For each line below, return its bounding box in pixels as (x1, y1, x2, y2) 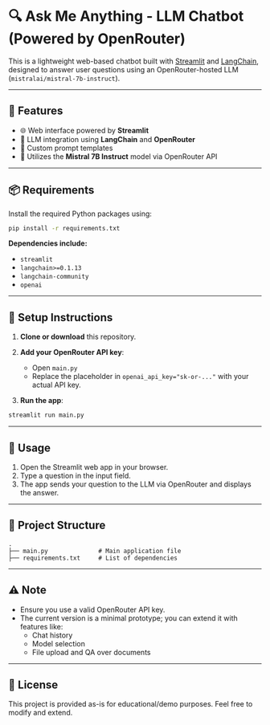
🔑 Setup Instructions (8, 311, 113, 324)
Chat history (31, 630, 73, 640)
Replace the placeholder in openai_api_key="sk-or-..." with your (31, 372, 249, 381)
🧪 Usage (8, 441, 51, 454)
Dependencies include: (8, 238, 88, 248)
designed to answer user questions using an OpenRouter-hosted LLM (8, 64, 239, 74)
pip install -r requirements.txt (8, 224, 121, 232)
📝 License (8, 678, 59, 691)
